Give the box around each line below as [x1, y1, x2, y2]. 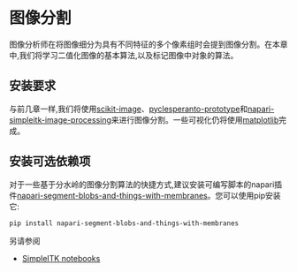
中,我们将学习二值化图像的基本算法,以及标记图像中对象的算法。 [9, 49, 239, 60]
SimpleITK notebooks [21, 253, 101, 263]
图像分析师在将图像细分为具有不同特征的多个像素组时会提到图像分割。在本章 [9, 39, 288, 49]
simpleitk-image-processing [9, 114, 112, 125]
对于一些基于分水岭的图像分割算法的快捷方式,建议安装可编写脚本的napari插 [9, 178, 283, 190]
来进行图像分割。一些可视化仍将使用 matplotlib [110, 114, 279, 125]
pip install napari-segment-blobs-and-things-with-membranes [9, 218, 240, 228]
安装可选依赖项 [9, 154, 91, 169]
